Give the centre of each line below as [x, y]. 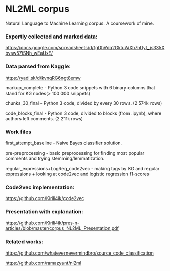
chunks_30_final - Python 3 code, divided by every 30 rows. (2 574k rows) [84, 103]
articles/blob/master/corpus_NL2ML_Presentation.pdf [62, 228]
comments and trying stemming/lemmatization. [55, 158]
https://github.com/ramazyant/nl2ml [44, 263]
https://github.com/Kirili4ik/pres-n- [42, 223]
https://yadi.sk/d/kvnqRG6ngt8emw [43, 78]
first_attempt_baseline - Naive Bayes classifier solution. [64, 143]
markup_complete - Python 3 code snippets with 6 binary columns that [80, 87]
